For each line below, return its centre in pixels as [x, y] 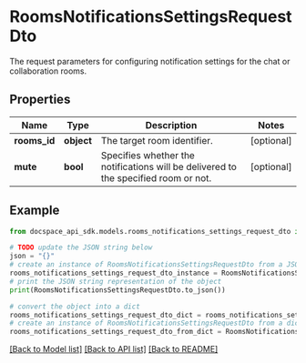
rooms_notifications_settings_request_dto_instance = [114, 273]
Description [171, 125]
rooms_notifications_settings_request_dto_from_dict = [116, 332]
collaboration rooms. [48, 71]
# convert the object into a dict [75, 307]
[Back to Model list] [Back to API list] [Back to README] [114, 349]
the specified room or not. [156, 177]
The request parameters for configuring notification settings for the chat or [150, 61]
